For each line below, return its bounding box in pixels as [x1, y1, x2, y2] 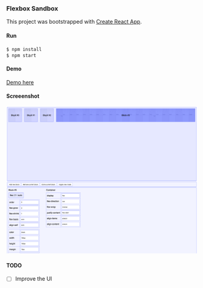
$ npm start [6, 52, 36, 58]
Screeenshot [6, 92, 39, 100]
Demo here [6, 78, 35, 86]
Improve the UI [15, 275, 53, 283]
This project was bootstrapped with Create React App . [6, 18, 142, 26]
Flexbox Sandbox [6, 4, 59, 13]
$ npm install [6, 46, 42, 52]
